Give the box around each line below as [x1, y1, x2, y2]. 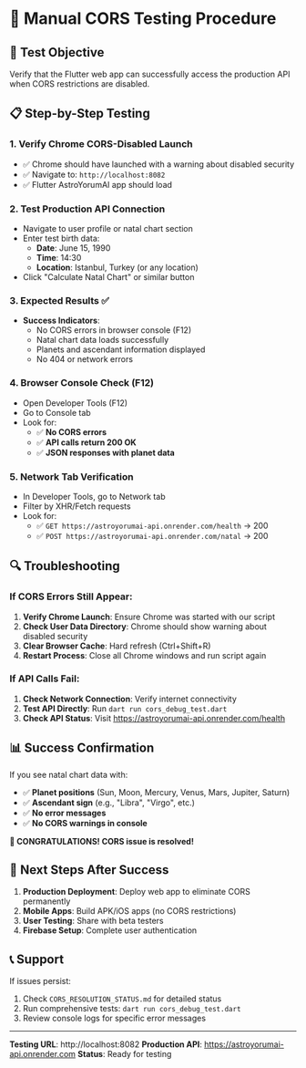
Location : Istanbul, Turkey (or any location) [36, 262, 199, 273]
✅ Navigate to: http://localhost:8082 [22, 169, 166, 180]
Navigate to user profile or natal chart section [22, 223, 194, 233]
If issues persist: [9, 976, 71, 987]
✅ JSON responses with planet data [36, 447, 175, 458]
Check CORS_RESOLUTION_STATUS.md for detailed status [22, 993, 222, 1004]
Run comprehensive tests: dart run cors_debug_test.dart [22, 1003, 241, 1014]
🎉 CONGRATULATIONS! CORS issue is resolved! [9, 835, 194, 846]
